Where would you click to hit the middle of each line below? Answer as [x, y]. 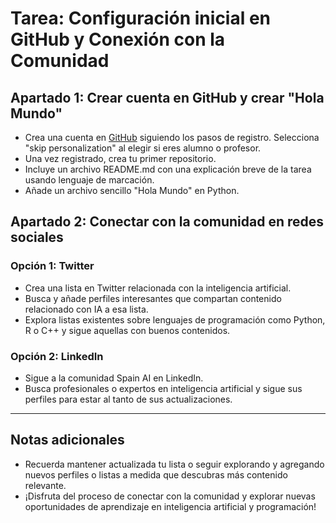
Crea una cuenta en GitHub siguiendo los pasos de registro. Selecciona [172, 137]
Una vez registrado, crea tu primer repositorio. [120, 158]
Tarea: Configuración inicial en [141, 18]
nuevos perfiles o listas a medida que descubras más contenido [156, 474]
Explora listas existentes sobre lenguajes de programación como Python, [175, 319]
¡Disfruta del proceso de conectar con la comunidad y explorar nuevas [170, 496]
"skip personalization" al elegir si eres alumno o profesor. [143, 148]
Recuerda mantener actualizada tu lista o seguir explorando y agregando [174, 464]
